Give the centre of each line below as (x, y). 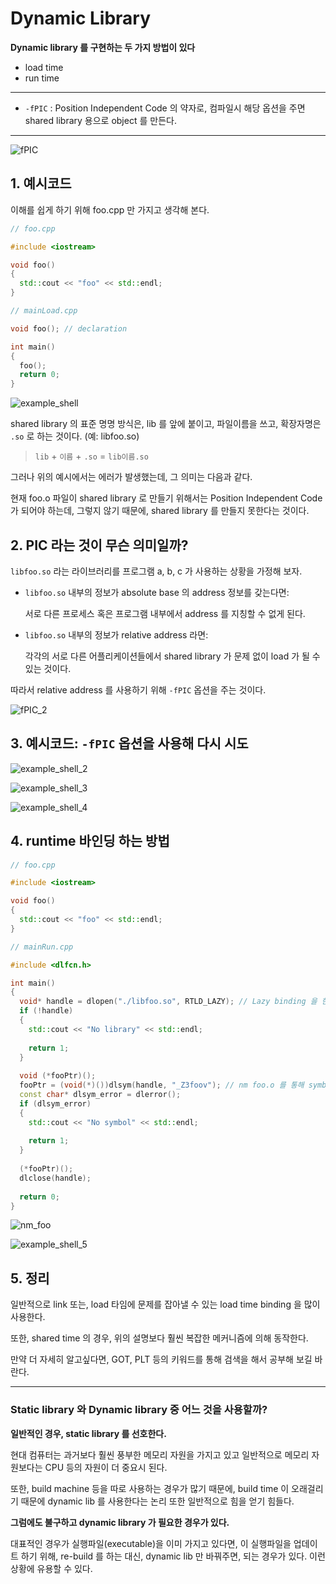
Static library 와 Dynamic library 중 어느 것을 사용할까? (139, 1410)
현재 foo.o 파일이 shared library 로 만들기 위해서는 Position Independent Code (166, 498)
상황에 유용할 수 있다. (51, 1568)
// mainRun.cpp (42, 947)
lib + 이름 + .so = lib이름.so (91, 456)
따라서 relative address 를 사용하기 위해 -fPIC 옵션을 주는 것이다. (138, 689)
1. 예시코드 (41, 183)
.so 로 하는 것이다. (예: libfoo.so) (75, 436)
